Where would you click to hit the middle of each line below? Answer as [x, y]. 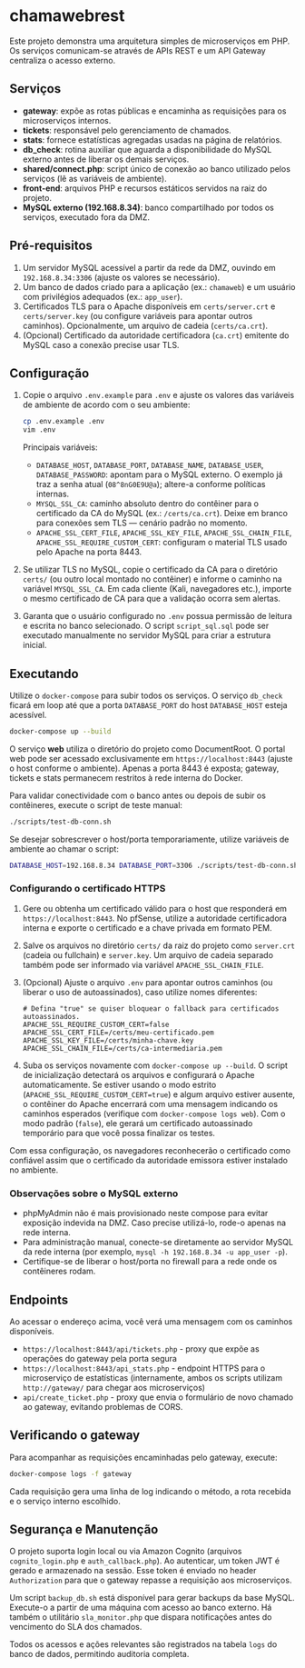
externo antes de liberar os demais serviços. [106, 159]
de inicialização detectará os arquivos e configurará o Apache [138, 1074]
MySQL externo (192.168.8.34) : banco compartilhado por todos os [148, 207]
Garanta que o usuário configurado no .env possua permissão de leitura [157, 616]
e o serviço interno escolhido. [65, 1501]
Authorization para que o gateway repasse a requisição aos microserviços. [151, 1580]
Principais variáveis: [60, 447]
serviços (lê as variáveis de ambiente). [94, 178]
